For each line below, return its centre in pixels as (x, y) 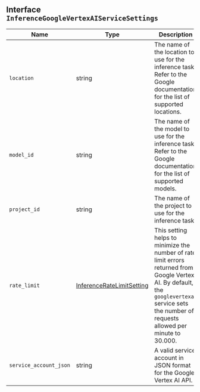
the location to (174, 52)
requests (167, 318)
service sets (171, 303)
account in (169, 357)
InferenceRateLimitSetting (112, 285)
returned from (174, 267)
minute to (168, 333)
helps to (165, 237)
